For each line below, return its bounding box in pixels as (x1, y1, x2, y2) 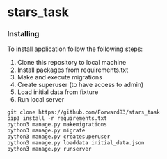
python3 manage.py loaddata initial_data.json (7, 139, 145, 146)
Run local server (17, 96, 65, 104)
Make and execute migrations (17, 73, 102, 82)
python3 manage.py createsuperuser (7, 133, 111, 140)
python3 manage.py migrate (7, 127, 86, 135)
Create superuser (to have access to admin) (17, 81, 144, 89)
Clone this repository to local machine (17, 59, 127, 67)
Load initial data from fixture (17, 88, 99, 96)
